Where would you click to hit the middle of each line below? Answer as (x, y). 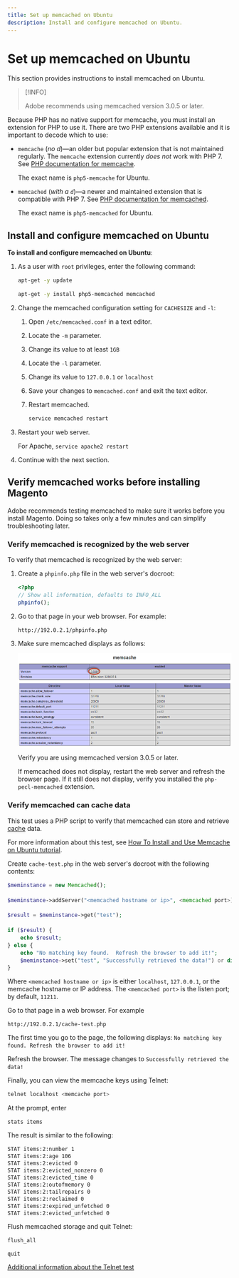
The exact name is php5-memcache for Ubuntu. (84, 178)
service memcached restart (68, 419)
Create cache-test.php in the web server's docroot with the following (108, 864)
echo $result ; (41, 938)
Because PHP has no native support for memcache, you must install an (111, 120)
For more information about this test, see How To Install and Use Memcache (119, 842)
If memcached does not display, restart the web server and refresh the (121, 772)
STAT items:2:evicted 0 (43, 1164)
